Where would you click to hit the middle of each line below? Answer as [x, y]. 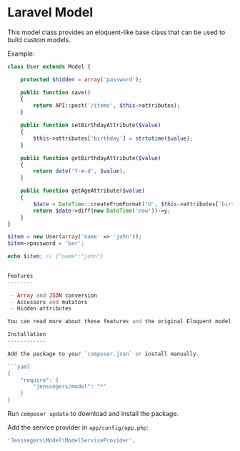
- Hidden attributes [41, 309]
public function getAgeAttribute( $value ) [82, 191]
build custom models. [39, 39]
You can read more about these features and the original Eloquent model [120, 322]
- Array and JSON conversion [54, 295]
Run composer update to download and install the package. [93, 414]
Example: [21, 54]
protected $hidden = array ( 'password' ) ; [81, 79]
